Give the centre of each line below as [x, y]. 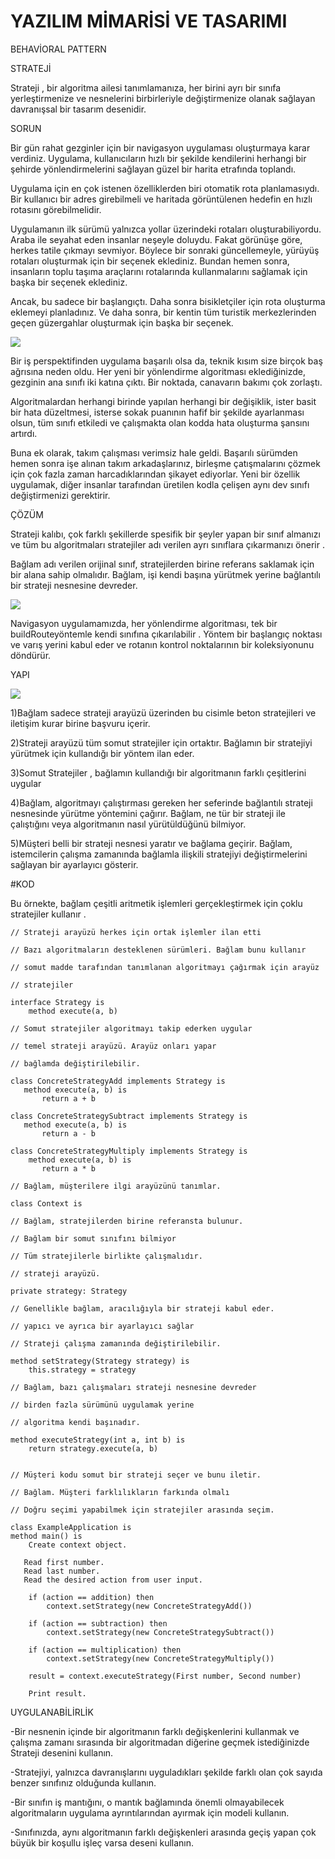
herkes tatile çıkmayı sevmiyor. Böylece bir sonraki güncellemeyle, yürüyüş [165, 250]
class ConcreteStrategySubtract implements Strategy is [129, 1116]
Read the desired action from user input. [113, 1580]
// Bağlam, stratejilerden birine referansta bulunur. [127, 1221]
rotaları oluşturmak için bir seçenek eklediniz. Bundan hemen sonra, [150, 261]
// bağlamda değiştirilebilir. [75, 1063]
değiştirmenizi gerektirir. [60, 495]
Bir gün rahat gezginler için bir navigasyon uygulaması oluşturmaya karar [160, 147]
